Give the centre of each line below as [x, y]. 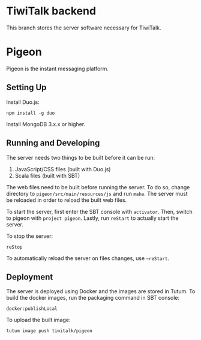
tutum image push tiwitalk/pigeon [49, 331]
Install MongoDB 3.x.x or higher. [46, 124]
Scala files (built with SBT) [47, 175]
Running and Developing [53, 143]
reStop [14, 247]
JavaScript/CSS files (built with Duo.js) [63, 169]
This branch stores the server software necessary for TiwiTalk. [84, 28]
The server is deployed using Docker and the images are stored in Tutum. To [101, 291]
